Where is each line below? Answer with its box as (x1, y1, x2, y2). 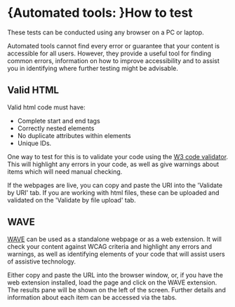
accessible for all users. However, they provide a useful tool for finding (7, 49, 212, 57)
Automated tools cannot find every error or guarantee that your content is (7, 41, 220, 50)
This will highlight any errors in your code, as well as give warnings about (7, 160, 220, 168)
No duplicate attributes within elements (17, 131, 131, 139)
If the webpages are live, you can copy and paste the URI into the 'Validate (7, 181, 223, 189)
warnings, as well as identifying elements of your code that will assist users (7, 250, 226, 258)
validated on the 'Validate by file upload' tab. (7, 196, 136, 204)
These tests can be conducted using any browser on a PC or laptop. (7, 28, 205, 36)
